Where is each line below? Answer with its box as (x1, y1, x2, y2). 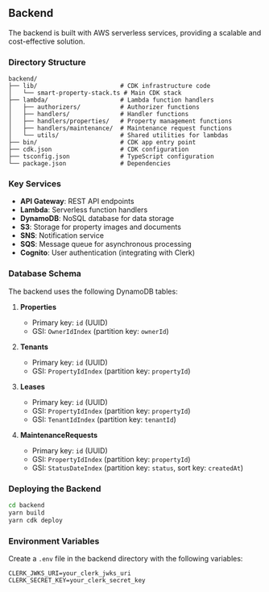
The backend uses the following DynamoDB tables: (8, 286, 179, 296)
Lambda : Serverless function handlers (19, 205, 148, 215)
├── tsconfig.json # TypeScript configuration (8, 152, 215, 161)
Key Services (8, 178, 62, 190)
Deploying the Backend (8, 483, 101, 494)
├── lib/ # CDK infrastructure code (8, 82, 211, 90)
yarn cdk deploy (8, 516, 63, 524)
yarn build (8, 508, 45, 517)
